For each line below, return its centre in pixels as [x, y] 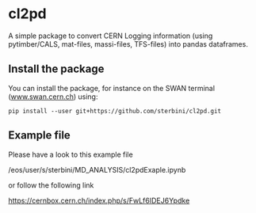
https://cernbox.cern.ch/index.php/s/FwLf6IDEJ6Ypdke [99, 200]
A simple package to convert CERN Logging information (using [111, 36]
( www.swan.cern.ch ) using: [53, 97]
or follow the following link [51, 185]
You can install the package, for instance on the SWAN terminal [112, 88]
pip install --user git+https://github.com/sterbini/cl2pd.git [115, 111]
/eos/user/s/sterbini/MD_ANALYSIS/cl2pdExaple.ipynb [97, 169]
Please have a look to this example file [71, 154]
